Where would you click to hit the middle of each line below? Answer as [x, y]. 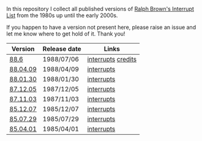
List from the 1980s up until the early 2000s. [62, 15]
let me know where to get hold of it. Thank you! [66, 34]
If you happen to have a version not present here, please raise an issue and [101, 27]
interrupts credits [112, 59]
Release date [62, 49]
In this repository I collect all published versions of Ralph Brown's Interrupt [100, 9]
